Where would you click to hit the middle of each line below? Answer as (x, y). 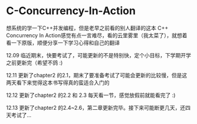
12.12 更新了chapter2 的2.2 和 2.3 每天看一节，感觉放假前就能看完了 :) (91, 95)
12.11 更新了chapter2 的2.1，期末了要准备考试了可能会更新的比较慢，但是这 (97, 75)
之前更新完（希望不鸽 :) (35, 63)
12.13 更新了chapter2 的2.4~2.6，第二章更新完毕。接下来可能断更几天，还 (96, 107)
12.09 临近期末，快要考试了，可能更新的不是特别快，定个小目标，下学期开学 (99, 55)
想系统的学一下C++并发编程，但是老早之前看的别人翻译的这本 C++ (87, 28)
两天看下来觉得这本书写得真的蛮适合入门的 (58, 82)
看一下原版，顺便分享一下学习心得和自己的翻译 (63, 43)
